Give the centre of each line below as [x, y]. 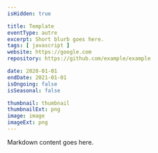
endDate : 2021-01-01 [37, 77]
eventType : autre [32, 33]
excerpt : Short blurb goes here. [56, 39]
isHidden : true [29, 14]
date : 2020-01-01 [32, 71]
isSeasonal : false [34, 90]
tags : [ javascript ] [39, 46]
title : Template [31, 26]
